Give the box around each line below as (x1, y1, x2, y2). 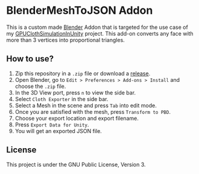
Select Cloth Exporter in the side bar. (14, 95, 109, 102)
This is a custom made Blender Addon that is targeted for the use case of (6, 23, 188, 31)
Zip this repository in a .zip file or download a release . (14, 70, 151, 77)
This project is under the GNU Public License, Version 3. (6, 161, 146, 168)
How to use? (6, 54, 54, 64)
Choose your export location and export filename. (14, 114, 139, 122)
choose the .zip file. (14, 82, 66, 90)
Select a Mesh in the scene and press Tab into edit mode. (14, 102, 157, 109)
